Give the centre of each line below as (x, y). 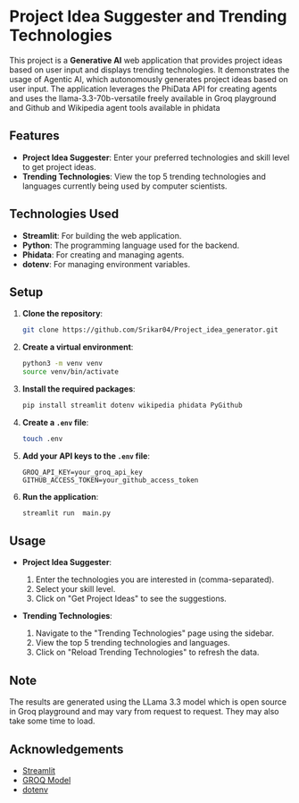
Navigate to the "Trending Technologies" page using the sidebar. (155, 633)
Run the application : (60, 496)
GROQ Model (46, 781)
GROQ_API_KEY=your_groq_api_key (82, 472)
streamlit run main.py (66, 513)
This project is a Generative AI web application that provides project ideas (146, 60)
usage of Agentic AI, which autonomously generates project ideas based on (149, 79)
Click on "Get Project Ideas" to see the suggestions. (131, 599)
